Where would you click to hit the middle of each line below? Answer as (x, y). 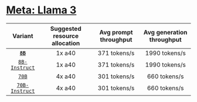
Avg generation (165, 32)
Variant (23, 36)
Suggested (66, 29)
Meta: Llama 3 (41, 10)
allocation (66, 43)
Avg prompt (116, 32)
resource (66, 36)
